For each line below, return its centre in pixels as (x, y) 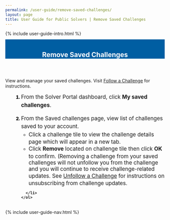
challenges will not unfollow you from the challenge (93, 162)
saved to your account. (50, 126)
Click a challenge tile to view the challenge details (91, 135)
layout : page (19, 15)
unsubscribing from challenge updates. (78, 184)
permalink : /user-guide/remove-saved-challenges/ (59, 10)
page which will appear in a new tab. (75, 142)
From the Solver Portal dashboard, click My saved (84, 97)
